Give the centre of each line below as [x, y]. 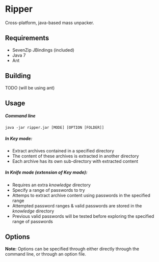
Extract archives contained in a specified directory [63, 150]
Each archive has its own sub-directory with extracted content [75, 161]
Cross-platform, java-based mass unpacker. [50, 23]
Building [18, 76]
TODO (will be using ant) [30, 87]
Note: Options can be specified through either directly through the [72, 249]
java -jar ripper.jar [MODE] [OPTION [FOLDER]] [55, 127]
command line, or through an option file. [46, 254]
